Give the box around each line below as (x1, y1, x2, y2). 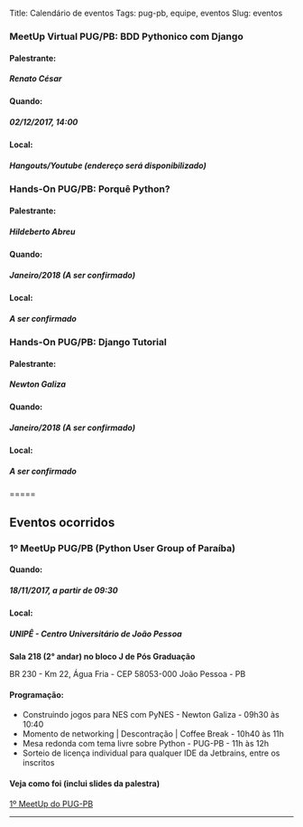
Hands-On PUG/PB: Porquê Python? (9, 183, 170, 195)
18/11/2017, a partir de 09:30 (9, 585, 119, 596)
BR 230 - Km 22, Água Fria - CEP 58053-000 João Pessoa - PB (9, 669, 246, 680)
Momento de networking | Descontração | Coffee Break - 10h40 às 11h (22, 728, 284, 739)
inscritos (22, 757, 55, 768)
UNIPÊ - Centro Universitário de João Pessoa (9, 628, 182, 639)
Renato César (9, 73, 62, 84)
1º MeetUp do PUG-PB (9, 798, 94, 809)
